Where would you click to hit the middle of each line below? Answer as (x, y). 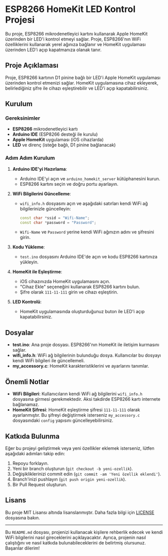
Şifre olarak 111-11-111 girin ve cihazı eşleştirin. (69, 292)
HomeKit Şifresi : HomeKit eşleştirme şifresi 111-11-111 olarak (76, 410)
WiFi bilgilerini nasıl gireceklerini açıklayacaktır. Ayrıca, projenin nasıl (76, 537)
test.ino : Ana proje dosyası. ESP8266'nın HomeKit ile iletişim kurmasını (86, 345)
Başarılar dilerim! (22, 548)
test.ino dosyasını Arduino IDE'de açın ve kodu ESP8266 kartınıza (88, 257)
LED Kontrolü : (27, 302)
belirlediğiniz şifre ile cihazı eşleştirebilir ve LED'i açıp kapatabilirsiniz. (77, 88)
